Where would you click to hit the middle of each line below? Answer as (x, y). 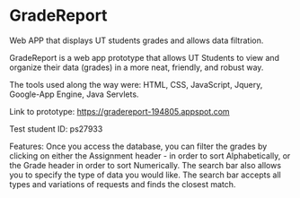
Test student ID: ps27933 (56, 129)
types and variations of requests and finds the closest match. (123, 184)
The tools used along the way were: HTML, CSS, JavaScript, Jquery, (136, 84)
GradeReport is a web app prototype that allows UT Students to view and (145, 57)
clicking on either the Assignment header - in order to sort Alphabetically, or (150, 155)
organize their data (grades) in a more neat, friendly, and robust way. (137, 67)
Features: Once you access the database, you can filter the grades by (138, 146)
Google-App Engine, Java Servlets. (74, 94)
